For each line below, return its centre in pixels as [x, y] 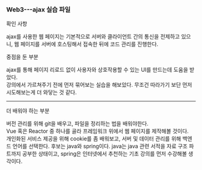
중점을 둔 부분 [23, 57]
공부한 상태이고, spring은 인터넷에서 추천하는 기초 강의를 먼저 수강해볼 [105, 154]
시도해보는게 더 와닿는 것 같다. [41, 92]
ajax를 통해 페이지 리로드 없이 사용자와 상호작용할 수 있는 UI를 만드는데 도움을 [97, 70]
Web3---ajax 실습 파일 [38, 9]
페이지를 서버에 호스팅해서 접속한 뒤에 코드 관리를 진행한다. [89, 44]
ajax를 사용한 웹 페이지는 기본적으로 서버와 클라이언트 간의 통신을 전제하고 [93, 37]
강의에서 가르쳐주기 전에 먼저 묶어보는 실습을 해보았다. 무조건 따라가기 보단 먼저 [99, 85]
